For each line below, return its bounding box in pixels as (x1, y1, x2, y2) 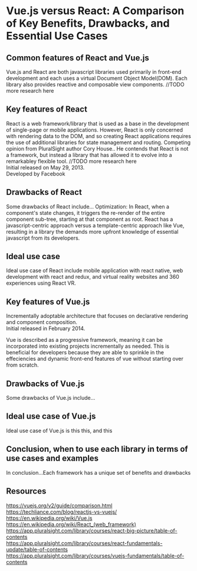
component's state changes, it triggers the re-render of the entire (6, 209, 165, 216)
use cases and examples (6, 453, 99, 464)
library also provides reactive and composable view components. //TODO (6, 81, 185, 88)
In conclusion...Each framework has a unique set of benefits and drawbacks (6, 469, 191, 476)
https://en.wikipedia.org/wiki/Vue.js (6, 514, 93, 521)
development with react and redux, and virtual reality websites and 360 (6, 273, 179, 280)
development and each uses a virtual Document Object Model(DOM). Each (6, 75, 188, 81)
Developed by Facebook (6, 170, 65, 177)
